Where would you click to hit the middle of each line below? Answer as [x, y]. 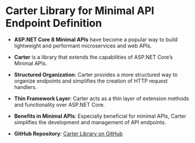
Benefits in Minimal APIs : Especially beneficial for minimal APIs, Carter [100, 116]
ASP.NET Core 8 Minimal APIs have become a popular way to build [96, 39]
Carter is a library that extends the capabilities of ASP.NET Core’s [93, 57]
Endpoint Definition [54, 23]
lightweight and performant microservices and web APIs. [83, 46]
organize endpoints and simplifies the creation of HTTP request [91, 81]
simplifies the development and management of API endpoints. [90, 122]
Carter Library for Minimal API [80, 11]
